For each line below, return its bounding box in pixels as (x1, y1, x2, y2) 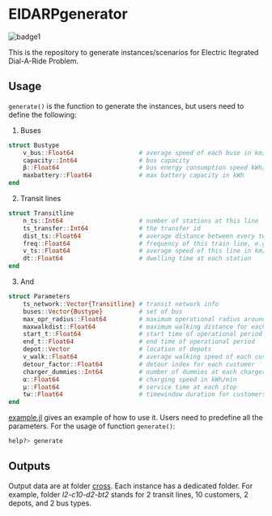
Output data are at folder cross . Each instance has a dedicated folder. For (8, 480, 253, 491)
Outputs (8, 459, 51, 473)
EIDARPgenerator (8, 5, 128, 24)
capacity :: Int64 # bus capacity (23, 156, 190, 165)
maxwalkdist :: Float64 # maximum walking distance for (23, 322, 249, 331)
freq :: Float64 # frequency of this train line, (23, 239, 252, 247)
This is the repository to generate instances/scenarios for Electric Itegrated (8, 47, 259, 57)
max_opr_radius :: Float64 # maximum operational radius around (23, 315, 266, 323)
